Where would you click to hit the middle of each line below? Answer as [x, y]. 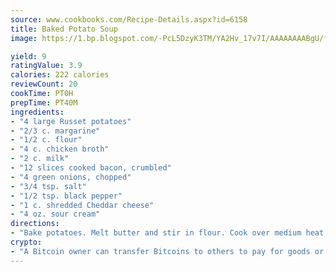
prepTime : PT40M [44, 102]
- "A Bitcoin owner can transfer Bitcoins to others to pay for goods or [167, 251]
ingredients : [37, 112]
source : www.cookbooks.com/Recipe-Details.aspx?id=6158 [129, 19]
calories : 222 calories [60, 75]
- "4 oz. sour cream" [55, 214]
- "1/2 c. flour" [46, 140]
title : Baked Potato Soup [64, 29]
